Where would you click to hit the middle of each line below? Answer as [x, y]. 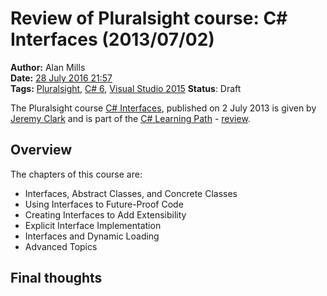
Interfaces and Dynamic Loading [92, 236]
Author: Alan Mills [48, 67]
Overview [41, 150]
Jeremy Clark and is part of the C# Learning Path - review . [130, 118]
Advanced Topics [61, 246]
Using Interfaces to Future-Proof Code [104, 204]
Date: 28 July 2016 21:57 [61, 78]
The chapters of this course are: [76, 174]
